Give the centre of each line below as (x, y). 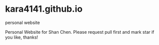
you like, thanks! (22, 37)
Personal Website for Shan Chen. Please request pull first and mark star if (80, 32)
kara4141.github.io (44, 9)
